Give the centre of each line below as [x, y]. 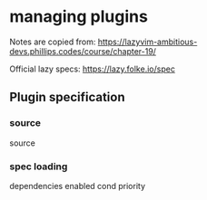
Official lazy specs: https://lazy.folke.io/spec [92, 69]
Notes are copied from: [53, 42]
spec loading [39, 167]
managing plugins [79, 17]
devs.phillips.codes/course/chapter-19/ [83, 51]
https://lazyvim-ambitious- [148, 42]
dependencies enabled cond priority [78, 186]
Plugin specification [67, 97]
